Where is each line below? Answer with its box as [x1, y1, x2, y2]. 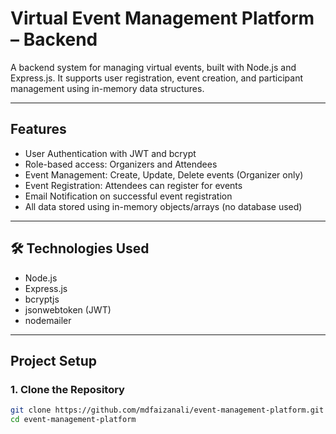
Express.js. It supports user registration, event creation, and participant [10, 72, 303, 84]
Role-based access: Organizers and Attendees [24, 158, 218, 170]
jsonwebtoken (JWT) [24, 303, 112, 316]
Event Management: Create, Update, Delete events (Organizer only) [24, 168, 304, 181]
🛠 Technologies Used [10, 240, 150, 257]
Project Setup [10, 352, 98, 369]
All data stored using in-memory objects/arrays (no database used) [24, 200, 303, 212]
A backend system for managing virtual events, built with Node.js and [10, 61, 297, 73]
